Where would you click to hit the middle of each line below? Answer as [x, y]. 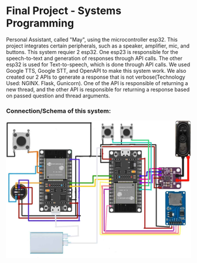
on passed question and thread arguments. [58, 96]
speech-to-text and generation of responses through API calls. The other [94, 58]
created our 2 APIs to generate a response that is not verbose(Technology [96, 77]
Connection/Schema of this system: [59, 111]
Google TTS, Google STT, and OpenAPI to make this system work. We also [96, 70]
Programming [40, 23]
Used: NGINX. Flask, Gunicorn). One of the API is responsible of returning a [97, 83]
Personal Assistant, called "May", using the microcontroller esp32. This [92, 39]
